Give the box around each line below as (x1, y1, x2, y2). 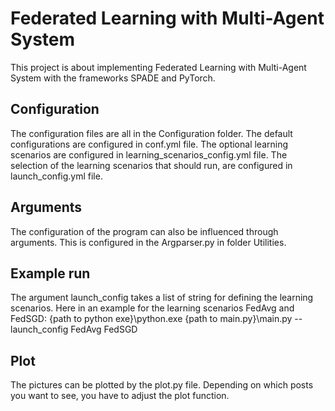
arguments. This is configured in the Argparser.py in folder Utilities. (10, 236, 287, 248)
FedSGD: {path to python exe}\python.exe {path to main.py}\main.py (10, 313, 293, 325)
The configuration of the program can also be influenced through (10, 225, 279, 237)
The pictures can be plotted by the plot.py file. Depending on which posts (10, 379, 314, 391)
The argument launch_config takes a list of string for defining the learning (10, 292, 314, 304)
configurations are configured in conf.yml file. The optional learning (10, 138, 289, 150)
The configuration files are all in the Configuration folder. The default (10, 127, 293, 139)
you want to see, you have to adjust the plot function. (10, 390, 230, 402)
